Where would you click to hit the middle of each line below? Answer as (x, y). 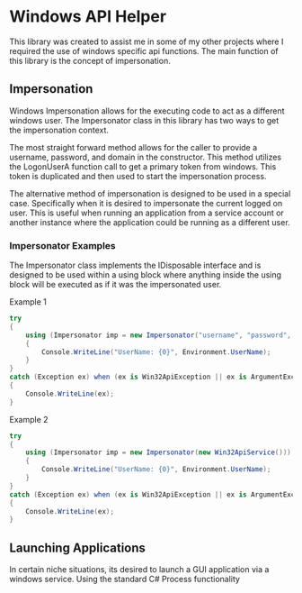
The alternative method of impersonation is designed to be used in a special (150, 193)
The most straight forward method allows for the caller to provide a (133, 147)
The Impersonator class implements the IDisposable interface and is (135, 265)
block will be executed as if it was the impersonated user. (115, 285)
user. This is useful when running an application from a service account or (147, 213)
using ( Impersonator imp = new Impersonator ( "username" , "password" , (159, 335)
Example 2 (29, 419)
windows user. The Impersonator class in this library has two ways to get (144, 120)
